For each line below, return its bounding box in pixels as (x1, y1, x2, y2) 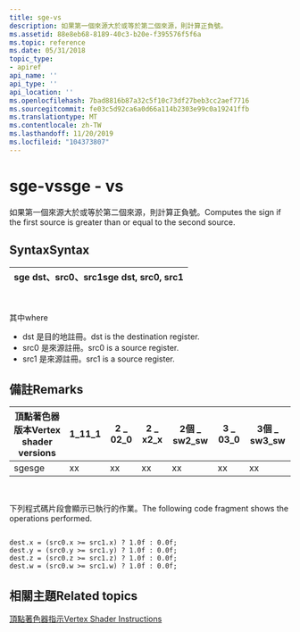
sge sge (13, 462, 46, 474)
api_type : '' (9, 79, 58, 88)
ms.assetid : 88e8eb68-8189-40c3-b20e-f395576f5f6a (9, 29, 202, 38)
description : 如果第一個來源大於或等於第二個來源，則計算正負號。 (9, 21, 228, 30)
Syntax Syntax (9, 243, 90, 258)
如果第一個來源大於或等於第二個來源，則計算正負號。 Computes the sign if (9, 206, 281, 217)
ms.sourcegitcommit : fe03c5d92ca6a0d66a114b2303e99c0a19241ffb (9, 104, 250, 113)
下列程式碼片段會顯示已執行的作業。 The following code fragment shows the (9, 503, 288, 514)
